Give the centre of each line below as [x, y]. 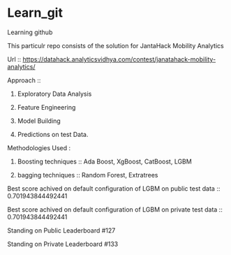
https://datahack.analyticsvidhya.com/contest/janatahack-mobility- [119, 59]
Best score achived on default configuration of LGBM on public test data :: [114, 188]
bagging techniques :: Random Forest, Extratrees [88, 175]
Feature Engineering [46, 107]
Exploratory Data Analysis [54, 94]
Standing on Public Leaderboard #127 [61, 230]
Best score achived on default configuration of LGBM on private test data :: [115, 209]
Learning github [30, 32]
